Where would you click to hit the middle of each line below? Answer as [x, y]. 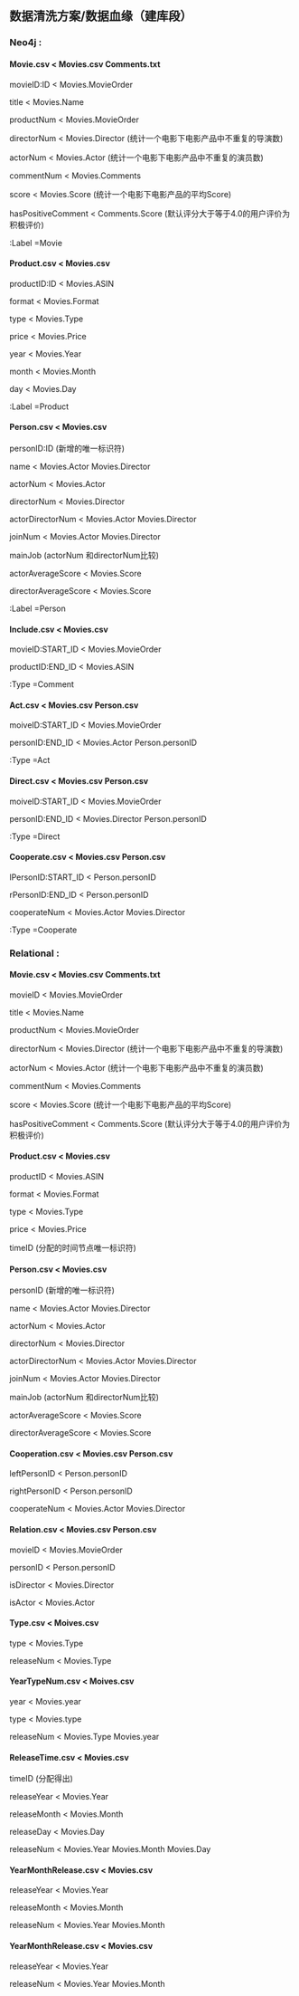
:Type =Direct [35, 836]
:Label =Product [39, 406]
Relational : [35, 953]
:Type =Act [30, 760]
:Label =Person [37, 608]
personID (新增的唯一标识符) [62, 1290]
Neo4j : [26, 43]
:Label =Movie [36, 243]
